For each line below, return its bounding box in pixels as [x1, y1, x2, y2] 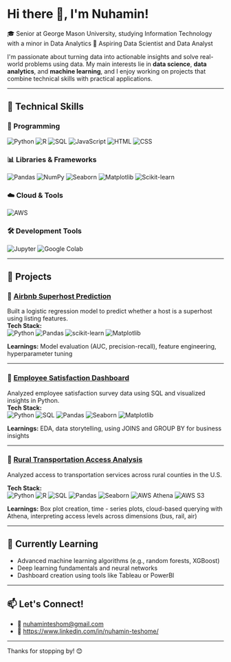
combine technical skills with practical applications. [7, 74, 153, 82]
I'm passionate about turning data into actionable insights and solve [7, 52, 199, 60]
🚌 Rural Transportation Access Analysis [7, 455, 143, 465]
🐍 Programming [7, 122, 60, 131]
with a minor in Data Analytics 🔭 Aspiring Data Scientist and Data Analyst [7, 39, 213, 47]
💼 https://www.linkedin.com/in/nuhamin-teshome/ [16, 627, 159, 635]
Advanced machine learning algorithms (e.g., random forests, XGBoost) [16, 556, 220, 564]
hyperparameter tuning [7, 350, 73, 358]
